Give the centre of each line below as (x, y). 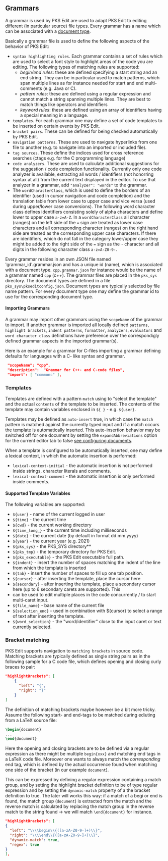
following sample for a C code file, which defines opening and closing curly (83, 662)
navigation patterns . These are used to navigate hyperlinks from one (85, 142)
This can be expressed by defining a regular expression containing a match (83, 780)
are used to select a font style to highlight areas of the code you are (83, 61)
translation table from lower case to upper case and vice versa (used (84, 201)
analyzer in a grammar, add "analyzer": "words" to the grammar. (80, 185)
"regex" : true (24, 845)
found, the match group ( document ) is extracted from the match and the (78, 801)
